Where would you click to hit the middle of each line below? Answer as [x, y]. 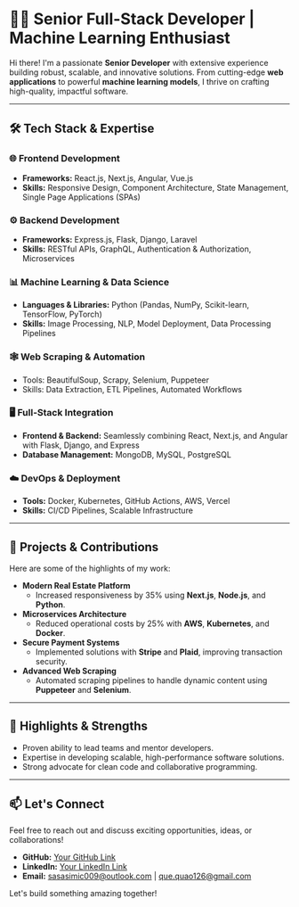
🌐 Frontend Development [65, 159]
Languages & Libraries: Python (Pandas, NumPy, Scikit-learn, [136, 305]
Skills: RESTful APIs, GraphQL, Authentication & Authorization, [137, 249]
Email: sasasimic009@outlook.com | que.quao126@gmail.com [137, 876]
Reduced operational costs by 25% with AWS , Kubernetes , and [152, 623]
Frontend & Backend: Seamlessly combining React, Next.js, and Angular [155, 435]
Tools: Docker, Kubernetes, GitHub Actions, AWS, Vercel [126, 501]
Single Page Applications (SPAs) [81, 197]
